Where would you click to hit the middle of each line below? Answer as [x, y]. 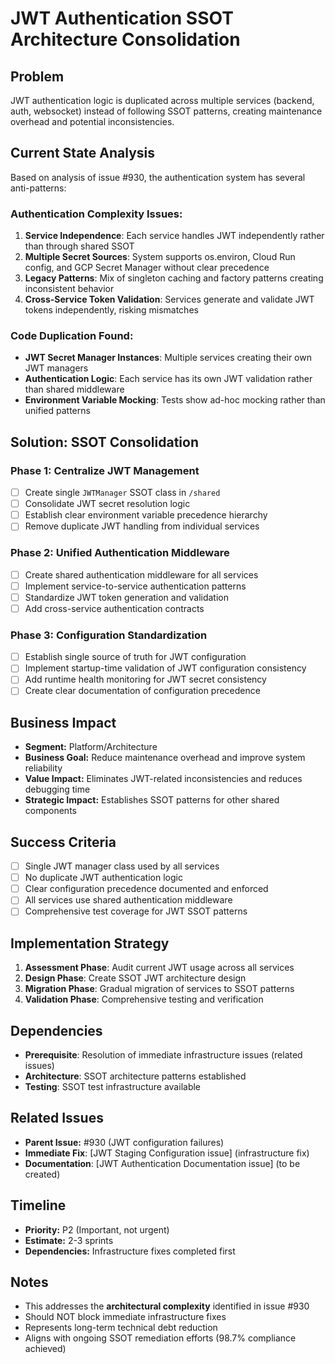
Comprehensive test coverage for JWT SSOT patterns [136, 911]
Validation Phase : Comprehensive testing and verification [144, 999]
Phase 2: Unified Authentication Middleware [120, 553]
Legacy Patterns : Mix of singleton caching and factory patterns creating [174, 278]
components [50, 811]
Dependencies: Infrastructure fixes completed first [130, 1251]
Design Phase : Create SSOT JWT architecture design [135, 978]
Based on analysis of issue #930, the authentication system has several [158, 177]
